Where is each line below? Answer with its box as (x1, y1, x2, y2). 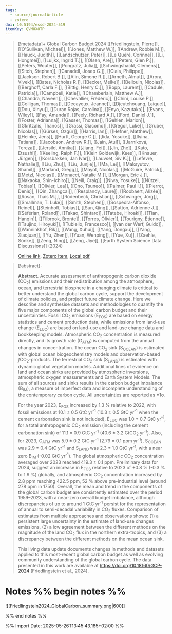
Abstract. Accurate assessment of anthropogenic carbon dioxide (17, 273, 157, 279)
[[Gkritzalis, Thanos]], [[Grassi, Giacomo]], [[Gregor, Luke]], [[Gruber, (17, 123, 165, 129)
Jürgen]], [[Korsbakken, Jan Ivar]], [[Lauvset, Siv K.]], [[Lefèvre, (17, 155, 154, 162)
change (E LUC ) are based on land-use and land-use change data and (17, 324, 164, 332)
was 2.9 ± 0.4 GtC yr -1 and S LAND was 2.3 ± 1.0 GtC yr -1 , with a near (17, 444, 163, 452)
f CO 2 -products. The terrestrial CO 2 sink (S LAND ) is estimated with (17, 356, 157, 364)
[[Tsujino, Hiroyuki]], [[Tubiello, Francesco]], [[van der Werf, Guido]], (17, 221, 163, 227)
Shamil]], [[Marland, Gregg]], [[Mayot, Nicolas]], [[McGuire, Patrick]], (17, 167, 164, 173)
